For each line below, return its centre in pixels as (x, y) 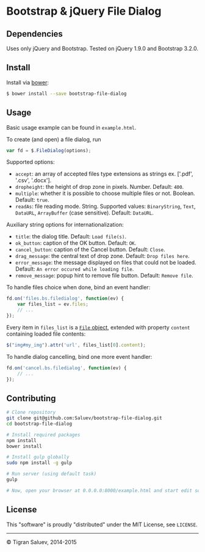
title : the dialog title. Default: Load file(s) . (71, 237)
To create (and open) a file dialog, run (54, 139)
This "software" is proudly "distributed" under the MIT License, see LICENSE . (102, 524)
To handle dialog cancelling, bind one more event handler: (79, 356)
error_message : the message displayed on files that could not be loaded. (106, 263)
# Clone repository (31, 413)
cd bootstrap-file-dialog (39, 424)
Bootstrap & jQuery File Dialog (84, 11)
